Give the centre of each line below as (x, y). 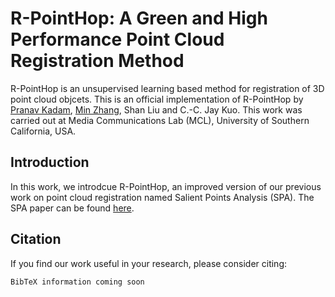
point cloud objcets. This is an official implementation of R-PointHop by (157, 99)
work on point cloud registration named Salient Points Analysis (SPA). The (162, 197)
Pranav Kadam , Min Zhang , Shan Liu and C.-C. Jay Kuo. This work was (156, 109)
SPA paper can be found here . (72, 208)
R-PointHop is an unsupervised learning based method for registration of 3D (167, 88)
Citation (36, 239)
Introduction (50, 162)
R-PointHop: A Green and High (139, 18)
